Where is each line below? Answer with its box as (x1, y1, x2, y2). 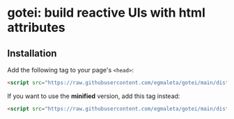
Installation (7, 47, 57, 59)
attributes (7, 19, 65, 35)
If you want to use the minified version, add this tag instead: (7, 92, 180, 100)
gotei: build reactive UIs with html (7, 5, 205, 21)
